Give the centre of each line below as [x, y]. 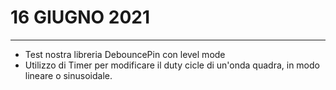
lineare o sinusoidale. [68, 75]
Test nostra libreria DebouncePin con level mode [125, 54]
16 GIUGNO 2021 [80, 17]
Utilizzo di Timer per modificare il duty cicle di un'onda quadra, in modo [172, 65]
